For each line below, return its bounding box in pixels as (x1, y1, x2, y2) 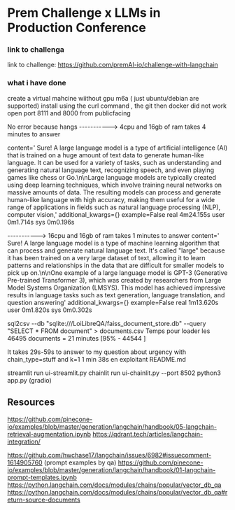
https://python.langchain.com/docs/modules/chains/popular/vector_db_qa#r (7, 488, 228, 496)
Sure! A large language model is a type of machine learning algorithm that (7, 239, 220, 247)
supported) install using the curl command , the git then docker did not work (7, 101, 227, 110)
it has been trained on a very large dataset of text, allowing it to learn (7, 253, 206, 262)
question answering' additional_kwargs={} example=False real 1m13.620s (7, 298, 219, 306)
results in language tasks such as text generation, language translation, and (7, 290, 225, 299)
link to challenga (7, 45, 65, 55)
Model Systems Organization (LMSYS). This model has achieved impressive (7, 283, 226, 292)
